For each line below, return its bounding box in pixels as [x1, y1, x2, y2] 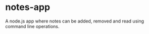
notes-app [5, 1, 51, 13]
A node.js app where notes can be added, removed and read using [5, 18, 144, 24]
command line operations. [5, 23, 60, 29]
